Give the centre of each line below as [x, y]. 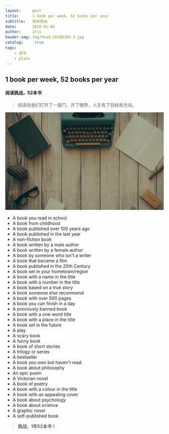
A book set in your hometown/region [50, 271]
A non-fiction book [32, 240]
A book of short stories [36, 346]
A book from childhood [36, 224]
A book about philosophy [38, 368]
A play [19, 330]
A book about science [35, 405]
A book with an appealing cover [45, 395]
